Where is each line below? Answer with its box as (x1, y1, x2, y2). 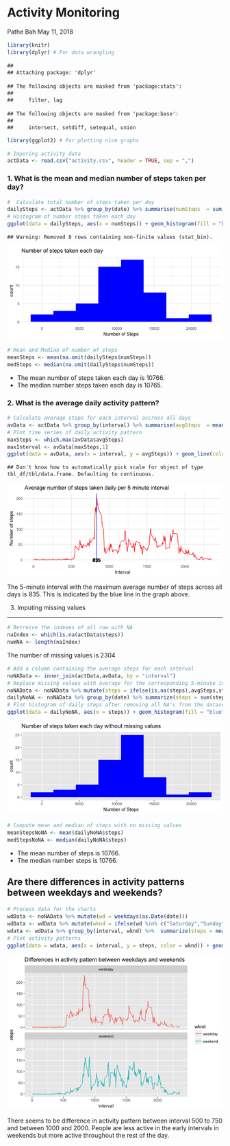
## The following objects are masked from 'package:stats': (7, 82, 183, 90)
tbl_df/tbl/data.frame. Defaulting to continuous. (7, 471, 155, 478)
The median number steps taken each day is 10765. (16, 381, 163, 389)
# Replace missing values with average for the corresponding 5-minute (7, 679, 216, 686)
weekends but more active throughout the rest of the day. (7, 1131, 170, 1139)
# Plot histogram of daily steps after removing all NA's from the (7, 701, 204, 708)
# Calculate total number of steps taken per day (7, 199, 155, 205)
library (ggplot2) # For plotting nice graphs (7, 137, 139, 144)
